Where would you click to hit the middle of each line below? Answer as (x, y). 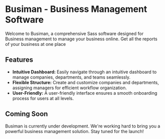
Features (19, 60)
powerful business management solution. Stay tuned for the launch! (75, 131)
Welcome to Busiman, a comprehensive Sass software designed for (74, 33)
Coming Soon (27, 114)
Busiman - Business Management (76, 9)
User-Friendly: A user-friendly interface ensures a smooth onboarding (85, 93)
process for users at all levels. (43, 98)
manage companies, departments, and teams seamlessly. (71, 77)
